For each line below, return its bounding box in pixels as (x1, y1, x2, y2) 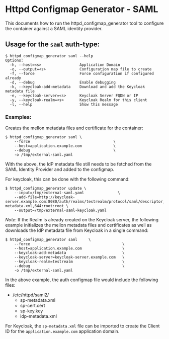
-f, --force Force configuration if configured (10, 71, 154, 76)
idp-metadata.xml (20, 313, 57, 319)
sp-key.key (20, 308, 43, 314)
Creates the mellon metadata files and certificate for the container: (5, 125, 143, 131)
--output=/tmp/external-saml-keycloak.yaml (14, 208, 107, 213)
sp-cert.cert (20, 303, 45, 309)
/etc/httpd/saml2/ (12, 292, 49, 298)
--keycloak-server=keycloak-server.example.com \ (14, 255, 125, 260)
